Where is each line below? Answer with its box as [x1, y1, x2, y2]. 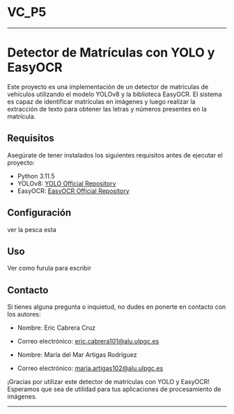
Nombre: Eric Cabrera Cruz [17, 323, 96, 332]
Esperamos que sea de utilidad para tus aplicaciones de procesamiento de [7, 385, 221, 394]
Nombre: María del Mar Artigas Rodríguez [17, 351, 137, 359]
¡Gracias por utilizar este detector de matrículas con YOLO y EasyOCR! [7, 378, 210, 386]
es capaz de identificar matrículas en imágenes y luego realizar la [7, 97, 196, 105]
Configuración [7, 207, 72, 219]
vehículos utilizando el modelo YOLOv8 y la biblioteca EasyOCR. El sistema [7, 90, 222, 98]
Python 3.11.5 [17, 171, 55, 180]
